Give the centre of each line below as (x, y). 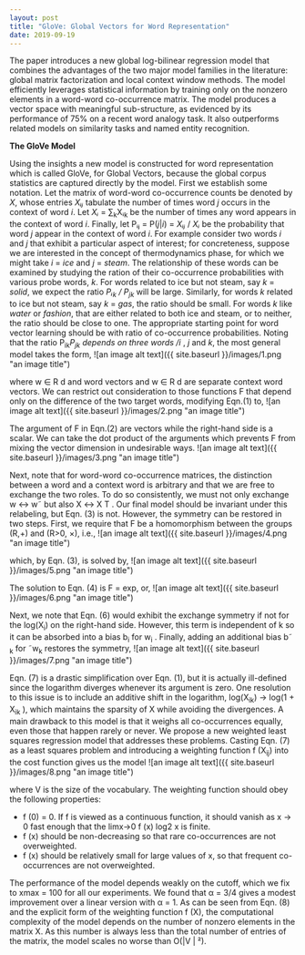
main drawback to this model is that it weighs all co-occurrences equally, (147, 721)
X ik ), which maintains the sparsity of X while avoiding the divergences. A (147, 710)
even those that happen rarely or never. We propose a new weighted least (148, 731)
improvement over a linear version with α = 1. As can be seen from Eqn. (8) (150, 902)
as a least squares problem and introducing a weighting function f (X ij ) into (149, 751)
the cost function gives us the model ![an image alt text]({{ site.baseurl (142, 762)
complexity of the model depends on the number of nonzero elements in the (152, 921)
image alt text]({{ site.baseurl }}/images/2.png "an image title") (127, 410)
